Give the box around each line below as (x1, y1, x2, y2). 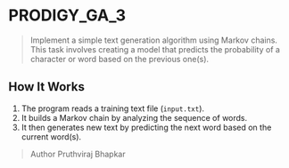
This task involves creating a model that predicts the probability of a (29, 44, 280, 54)
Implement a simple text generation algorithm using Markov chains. (29, 35, 278, 45)
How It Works (8, 79, 86, 94)
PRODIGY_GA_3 (8, 5, 127, 26)
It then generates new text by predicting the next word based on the (21, 122, 272, 132)
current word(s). (21, 131, 82, 142)
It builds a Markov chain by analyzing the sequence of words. (21, 112, 248, 123)
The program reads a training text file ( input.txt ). (21, 103, 205, 114)
